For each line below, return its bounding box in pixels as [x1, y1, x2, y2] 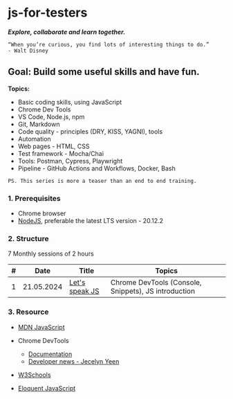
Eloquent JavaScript [17, 384, 76, 392]
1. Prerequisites [8, 193, 61, 203]
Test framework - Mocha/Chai [17, 149, 104, 157]
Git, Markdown [17, 120, 60, 128]
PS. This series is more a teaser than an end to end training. [8, 177, 197, 184]
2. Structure [8, 233, 49, 243]
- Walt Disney [8, 47, 49, 54]
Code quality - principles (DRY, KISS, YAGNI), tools [17, 127, 163, 136]
